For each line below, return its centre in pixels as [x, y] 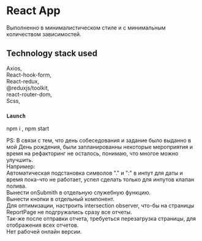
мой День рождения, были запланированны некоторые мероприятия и [100, 147]
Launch [16, 116]
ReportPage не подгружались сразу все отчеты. [69, 212]
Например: [21, 167]
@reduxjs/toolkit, [28, 88]
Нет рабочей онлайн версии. [44, 232]
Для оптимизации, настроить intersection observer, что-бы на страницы [100, 205]
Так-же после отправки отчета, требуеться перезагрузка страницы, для [101, 219]
